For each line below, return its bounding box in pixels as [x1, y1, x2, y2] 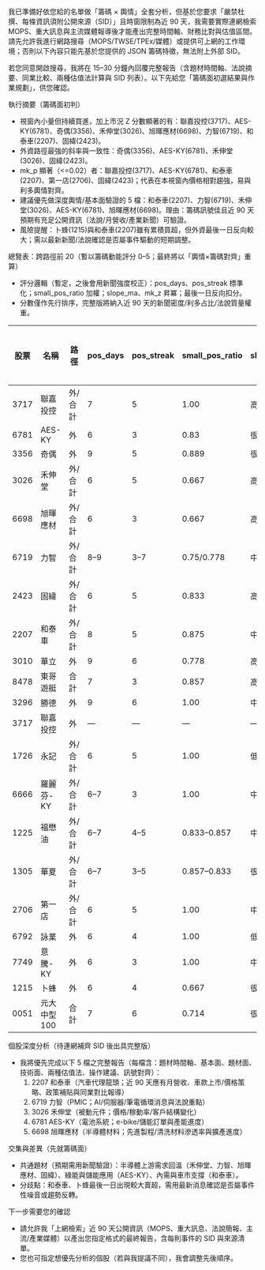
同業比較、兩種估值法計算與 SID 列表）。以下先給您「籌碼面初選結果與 [21, 73, 248, 82]
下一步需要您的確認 [8, 1207, 71, 1216]
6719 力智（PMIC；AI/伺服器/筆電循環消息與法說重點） [31, 1097, 210, 1107]
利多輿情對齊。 [19, 186, 69, 195]
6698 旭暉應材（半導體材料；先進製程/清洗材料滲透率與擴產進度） [31, 1127, 247, 1136]
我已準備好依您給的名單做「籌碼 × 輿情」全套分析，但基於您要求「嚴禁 [8, 7, 238, 16]
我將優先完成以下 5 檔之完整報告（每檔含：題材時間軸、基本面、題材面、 [19, 1058, 256, 1067]
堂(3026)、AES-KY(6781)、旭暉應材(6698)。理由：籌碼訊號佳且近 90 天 [19, 205, 255, 215]
